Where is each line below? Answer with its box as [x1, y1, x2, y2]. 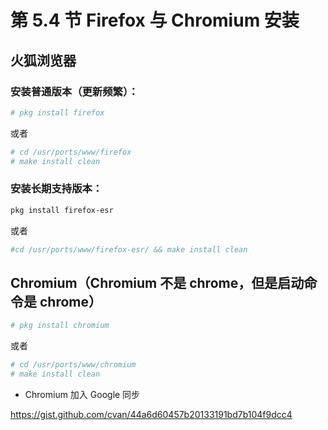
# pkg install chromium [10, 321, 110, 331]
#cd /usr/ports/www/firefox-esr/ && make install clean [10, 244, 248, 255]
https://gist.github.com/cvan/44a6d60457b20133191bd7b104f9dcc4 [10, 408, 293, 420]
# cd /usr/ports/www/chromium [10, 360, 137, 370]
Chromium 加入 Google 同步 [24, 388, 141, 400]
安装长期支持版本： [10, 182, 103, 196]
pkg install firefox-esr [10, 205, 114, 215]
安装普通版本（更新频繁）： [10, 84, 139, 98]
